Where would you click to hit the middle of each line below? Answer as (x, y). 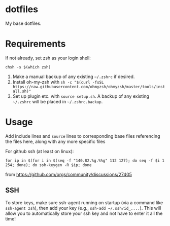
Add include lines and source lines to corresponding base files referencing (83, 136)
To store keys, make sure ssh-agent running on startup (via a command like (84, 202)
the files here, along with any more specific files (55, 141)
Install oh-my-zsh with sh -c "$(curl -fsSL (58, 82)
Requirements (36, 44)
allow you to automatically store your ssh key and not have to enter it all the (84, 213)
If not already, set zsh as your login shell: (48, 58)
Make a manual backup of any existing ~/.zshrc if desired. (74, 77)
